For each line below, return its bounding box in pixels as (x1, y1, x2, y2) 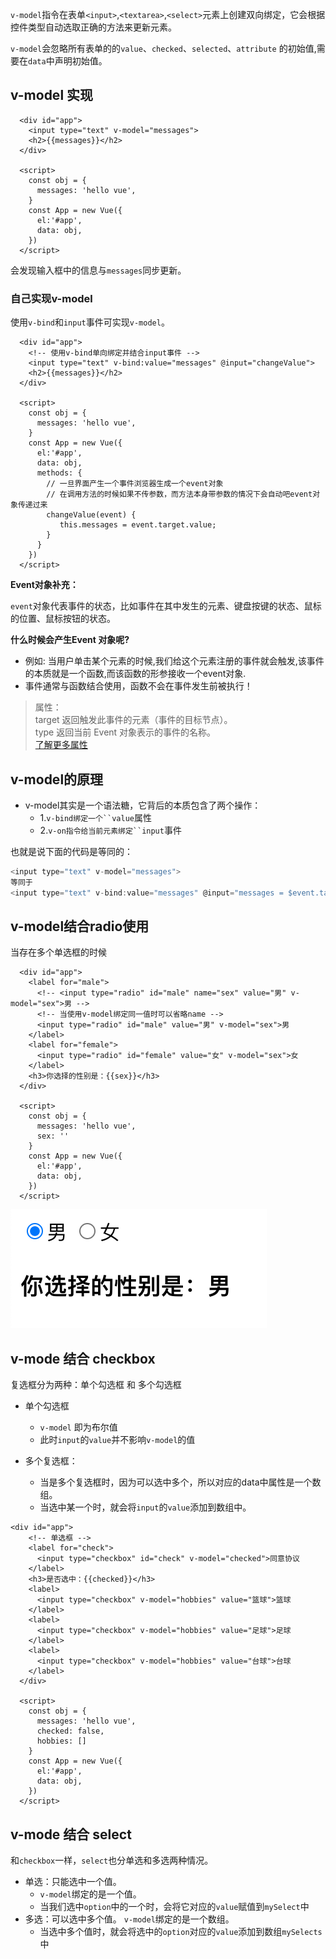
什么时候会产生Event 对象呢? (10, 634, 130, 646)
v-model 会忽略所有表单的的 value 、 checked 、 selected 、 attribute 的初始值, (10, 43, 317, 54)
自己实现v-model (10, 291, 93, 305)
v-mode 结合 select (10, 1826, 132, 1843)
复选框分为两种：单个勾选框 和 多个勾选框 (10, 1379, 182, 1391)
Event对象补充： (10, 579, 79, 591)
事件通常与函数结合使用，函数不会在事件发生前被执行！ (24, 680, 253, 692)
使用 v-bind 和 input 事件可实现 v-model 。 (10, 316, 170, 328)
